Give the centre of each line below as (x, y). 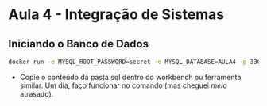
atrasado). (37, 93)
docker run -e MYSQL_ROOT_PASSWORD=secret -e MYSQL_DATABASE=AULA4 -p (128, 62)
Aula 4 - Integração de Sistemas (116, 15)
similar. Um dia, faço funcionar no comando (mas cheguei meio (124, 85)
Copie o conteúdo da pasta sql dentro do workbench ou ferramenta (130, 77)
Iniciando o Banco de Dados (79, 44)
